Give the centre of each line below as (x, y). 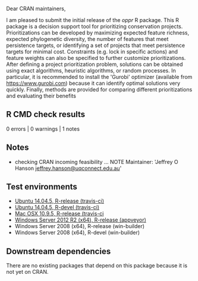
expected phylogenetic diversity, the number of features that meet (87, 39)
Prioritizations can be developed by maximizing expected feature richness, (98, 33)
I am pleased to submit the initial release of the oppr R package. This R (93, 20)
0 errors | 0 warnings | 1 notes (43, 129)
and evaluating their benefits (41, 96)
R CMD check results (46, 114)
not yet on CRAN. (27, 272)
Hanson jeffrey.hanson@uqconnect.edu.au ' (68, 168)
